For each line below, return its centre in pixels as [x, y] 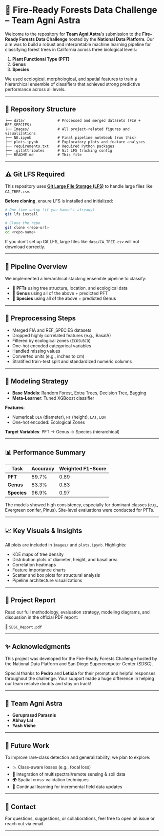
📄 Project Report [31, 600]
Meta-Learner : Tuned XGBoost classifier [53, 398]
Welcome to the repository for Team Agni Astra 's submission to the [73, 34]
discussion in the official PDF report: [41, 617]
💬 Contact [20, 807]
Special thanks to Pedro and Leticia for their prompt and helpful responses [80, 673]
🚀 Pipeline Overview [36, 267]
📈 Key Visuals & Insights [44, 531]
